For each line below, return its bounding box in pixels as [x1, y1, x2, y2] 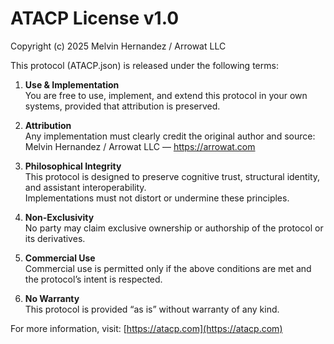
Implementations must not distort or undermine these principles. [24, 192, 290, 204]
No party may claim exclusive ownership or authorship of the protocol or [24, 222, 324, 234]
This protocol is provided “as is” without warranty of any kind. [24, 303, 280, 315]
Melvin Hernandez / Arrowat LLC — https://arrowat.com [24, 140, 256, 152]
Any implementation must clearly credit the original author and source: [24, 130, 316, 142]
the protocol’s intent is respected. [24, 273, 163, 285]
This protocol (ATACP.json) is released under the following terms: [10, 59, 279, 71]
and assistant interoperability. [24, 181, 147, 193]
